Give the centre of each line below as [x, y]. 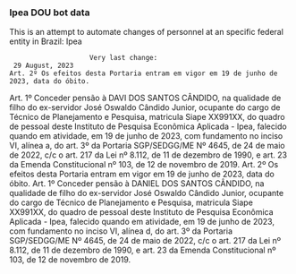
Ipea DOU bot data [50, 13]
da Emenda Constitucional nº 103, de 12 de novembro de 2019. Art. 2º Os [144, 165]
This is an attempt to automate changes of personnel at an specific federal [147, 32]
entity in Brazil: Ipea [46, 41]
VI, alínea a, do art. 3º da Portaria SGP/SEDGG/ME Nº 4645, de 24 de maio [147, 146]
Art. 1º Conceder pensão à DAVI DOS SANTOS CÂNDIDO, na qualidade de [145, 98]
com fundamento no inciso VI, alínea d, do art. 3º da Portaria [121, 231]
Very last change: [123, 58]
